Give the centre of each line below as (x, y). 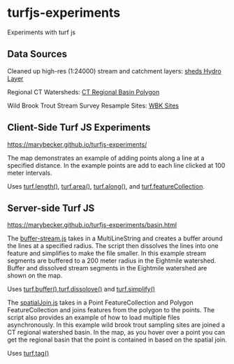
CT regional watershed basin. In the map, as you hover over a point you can (116, 333)
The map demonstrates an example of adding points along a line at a (106, 158)
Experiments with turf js (41, 32)
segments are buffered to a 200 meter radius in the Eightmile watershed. (112, 261)
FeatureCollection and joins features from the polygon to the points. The (111, 310)
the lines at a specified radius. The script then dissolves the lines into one (113, 246)
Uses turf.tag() (28, 354)
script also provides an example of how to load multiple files (94, 318)
